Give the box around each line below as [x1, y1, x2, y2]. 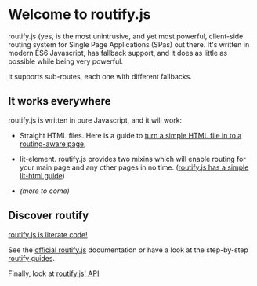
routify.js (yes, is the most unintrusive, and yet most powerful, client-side [8, 31, 244, 41]
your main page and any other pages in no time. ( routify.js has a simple [19, 163, 249, 172]
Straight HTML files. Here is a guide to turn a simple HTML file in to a [19, 130, 242, 140]
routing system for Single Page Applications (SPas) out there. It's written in [8, 39, 250, 49]
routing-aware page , [19, 139, 86, 148]
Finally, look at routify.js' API [8, 269, 100, 278]
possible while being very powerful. [8, 57, 124, 66]
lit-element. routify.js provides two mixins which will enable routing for [19, 154, 246, 163]
